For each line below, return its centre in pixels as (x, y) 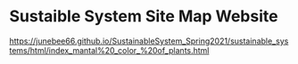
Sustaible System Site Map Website (144, 16)
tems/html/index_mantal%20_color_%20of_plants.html (109, 50)
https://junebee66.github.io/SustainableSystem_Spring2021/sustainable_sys (149, 41)
